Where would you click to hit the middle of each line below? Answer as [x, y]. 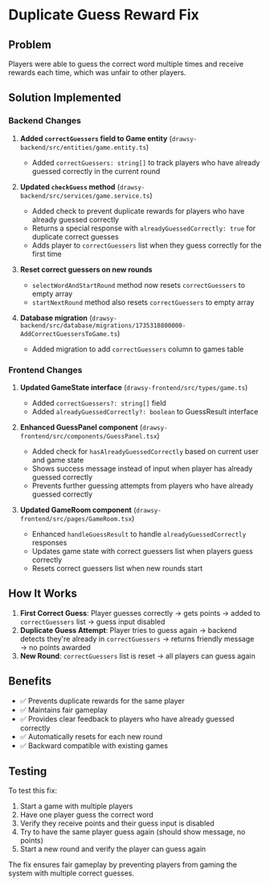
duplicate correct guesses [75, 236]
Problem [30, 45]
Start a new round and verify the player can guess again [113, 849]
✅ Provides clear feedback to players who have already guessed [127, 718]
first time [47, 254]
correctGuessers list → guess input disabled [92, 622]
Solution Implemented [65, 98]
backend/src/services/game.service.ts [85, 196]
